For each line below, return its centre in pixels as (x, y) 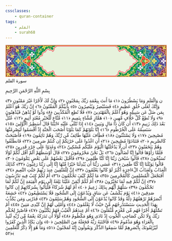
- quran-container (34, 16)
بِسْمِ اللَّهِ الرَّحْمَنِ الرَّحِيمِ (28, 91)
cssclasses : (18, 11)
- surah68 (25, 33)
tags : (11, 22)
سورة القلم (16, 81)
